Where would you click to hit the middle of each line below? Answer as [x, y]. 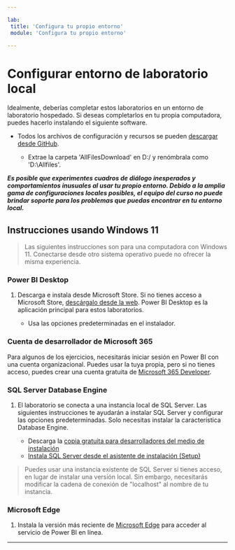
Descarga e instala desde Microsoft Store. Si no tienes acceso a [109, 295]
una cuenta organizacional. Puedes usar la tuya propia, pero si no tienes [111, 364]
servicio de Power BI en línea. [60, 533]
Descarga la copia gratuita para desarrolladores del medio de [116, 441]
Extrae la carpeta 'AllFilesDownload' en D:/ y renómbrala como [118, 157]
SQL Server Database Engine [57, 390]
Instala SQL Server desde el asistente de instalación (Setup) [114, 456]
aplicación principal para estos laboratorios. [81, 310]
